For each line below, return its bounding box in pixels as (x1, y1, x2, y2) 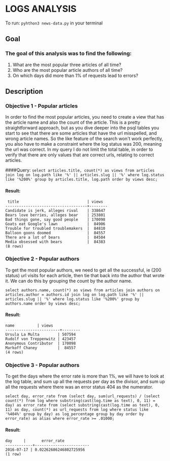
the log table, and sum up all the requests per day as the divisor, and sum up (5, 378, 165, 385)
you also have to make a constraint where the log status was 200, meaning (5, 141, 162, 147)
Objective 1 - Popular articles (5, 102, 78, 110)
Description (5, 87, 43, 96)
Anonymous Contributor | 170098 (5, 341, 76, 346)
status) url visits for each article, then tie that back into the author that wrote (5, 272, 165, 278)
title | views (7, 199, 103, 204)
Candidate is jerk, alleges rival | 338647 (5, 208, 106, 213)
